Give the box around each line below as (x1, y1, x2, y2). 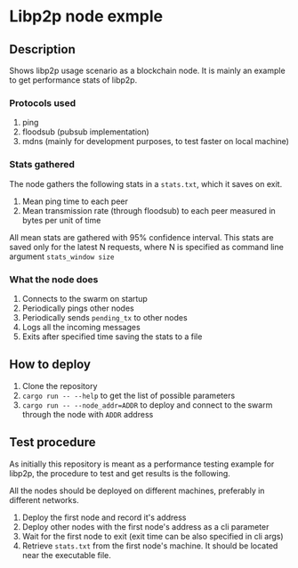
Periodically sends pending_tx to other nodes (21, 312, 189, 322)
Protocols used (9, 96, 77, 109)
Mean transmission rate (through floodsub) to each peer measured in (21, 205, 276, 215)
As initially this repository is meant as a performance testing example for (9, 458, 275, 469)
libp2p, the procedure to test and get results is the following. (9, 467, 231, 478)
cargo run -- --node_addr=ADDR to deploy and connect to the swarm (21, 399, 273, 410)
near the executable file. (21, 549, 111, 560)
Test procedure (9, 434, 96, 450)
